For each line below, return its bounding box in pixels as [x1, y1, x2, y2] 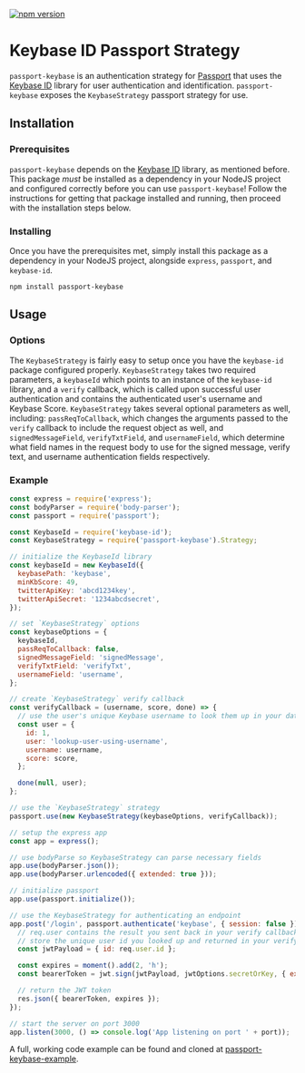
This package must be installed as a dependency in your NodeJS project [9, 173, 281, 184]
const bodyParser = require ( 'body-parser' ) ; [9, 502, 181, 512]
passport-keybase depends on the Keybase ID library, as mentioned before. [9, 163, 290, 174]
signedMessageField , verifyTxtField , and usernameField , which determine [9, 432, 286, 443]
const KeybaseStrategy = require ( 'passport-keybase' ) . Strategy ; [9, 536, 258, 545]
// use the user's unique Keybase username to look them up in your [17, 712, 282, 721]
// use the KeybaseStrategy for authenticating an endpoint [9, 911, 242, 920]
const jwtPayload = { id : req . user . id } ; [17, 944, 177, 954]
